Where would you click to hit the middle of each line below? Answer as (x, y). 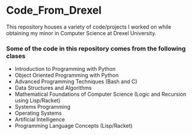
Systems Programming (43, 107)
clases (16, 56)
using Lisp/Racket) (37, 101)
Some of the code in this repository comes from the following (96, 48)
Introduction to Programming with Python (65, 69)
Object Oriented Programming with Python (67, 76)
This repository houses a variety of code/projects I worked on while (89, 27)
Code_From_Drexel (54, 10)
